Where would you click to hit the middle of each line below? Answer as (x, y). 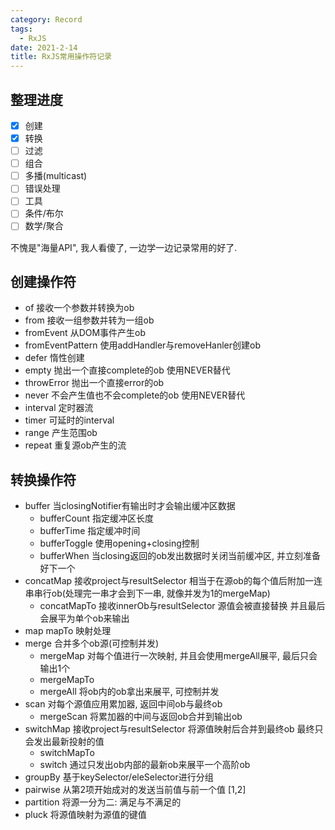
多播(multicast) (56, 176)
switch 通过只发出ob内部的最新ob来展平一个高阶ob (145, 765)
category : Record (46, 19)
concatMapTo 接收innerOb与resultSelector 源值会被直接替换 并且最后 (182, 606)
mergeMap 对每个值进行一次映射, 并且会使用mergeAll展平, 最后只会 (178, 656)
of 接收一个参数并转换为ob (79, 308)
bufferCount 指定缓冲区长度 (96, 518)
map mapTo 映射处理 (68, 631)
